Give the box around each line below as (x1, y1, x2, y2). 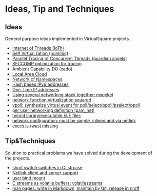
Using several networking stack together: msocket (12, 92, 114, 98)
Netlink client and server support (12, 170, 78, 176)
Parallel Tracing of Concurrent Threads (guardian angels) (12, 56, 127, 61)
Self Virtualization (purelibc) (12, 50, 69, 56)
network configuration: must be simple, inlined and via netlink (12, 118, 136, 123)
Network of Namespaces (12, 77, 62, 82)
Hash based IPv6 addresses (12, 81, 69, 87)
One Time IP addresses (12, 87, 59, 92)
